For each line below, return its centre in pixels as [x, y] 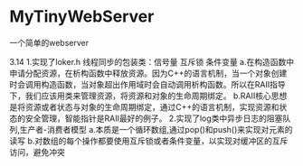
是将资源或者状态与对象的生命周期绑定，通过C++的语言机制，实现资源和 [144, 106]
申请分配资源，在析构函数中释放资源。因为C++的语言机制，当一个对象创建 [148, 73]
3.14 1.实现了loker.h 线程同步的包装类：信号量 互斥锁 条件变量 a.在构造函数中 [152, 61]
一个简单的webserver [49, 42]
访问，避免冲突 [37, 152]
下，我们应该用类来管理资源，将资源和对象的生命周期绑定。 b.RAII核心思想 [148, 96]
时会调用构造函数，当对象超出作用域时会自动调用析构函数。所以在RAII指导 [148, 84]
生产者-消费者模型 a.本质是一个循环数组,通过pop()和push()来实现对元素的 [156, 129]
